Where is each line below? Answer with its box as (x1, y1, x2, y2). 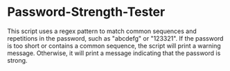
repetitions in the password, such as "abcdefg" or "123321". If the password (7, 34, 224, 42)
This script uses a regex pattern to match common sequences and (7, 27, 197, 35)
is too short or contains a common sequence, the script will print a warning (7, 41, 222, 50)
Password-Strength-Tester (7, 4, 166, 20)
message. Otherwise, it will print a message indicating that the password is (7, 49, 221, 57)
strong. (7, 56, 28, 64)
